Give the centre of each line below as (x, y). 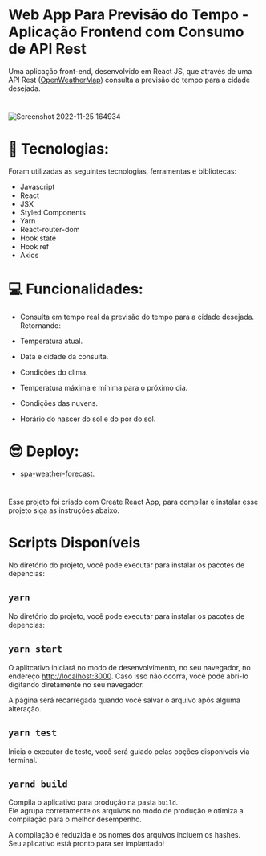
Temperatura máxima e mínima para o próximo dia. (104, 388)
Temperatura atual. (51, 341)
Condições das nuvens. (59, 403)
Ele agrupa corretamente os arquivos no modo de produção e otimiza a (126, 811)
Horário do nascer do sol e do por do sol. (88, 419)
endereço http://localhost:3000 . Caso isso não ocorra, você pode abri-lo (128, 676)
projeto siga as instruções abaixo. (64, 510)
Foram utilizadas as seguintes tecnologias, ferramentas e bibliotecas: (123, 171)
